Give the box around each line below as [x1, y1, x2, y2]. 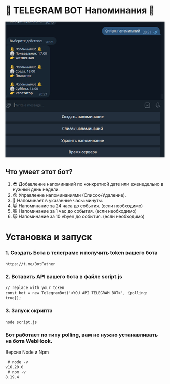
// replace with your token [5, 285, 65, 291]
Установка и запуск [5, 231, 92, 243]
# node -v [7, 360, 28, 365]
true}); [5, 296, 22, 301]
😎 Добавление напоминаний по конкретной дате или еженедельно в [12, 181, 163, 187]
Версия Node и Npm [5, 349, 49, 355]
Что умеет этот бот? [5, 168, 73, 176]
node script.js [5, 319, 37, 325]
